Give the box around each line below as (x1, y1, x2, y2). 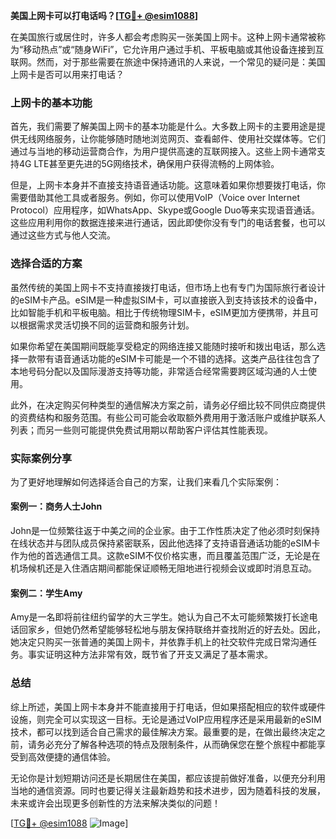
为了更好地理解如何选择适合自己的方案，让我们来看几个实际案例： (10, 475, 282, 488)
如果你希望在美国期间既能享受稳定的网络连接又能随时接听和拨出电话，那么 (10, 340, 317, 352)
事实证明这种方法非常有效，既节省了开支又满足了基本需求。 (27, 649, 273, 661)
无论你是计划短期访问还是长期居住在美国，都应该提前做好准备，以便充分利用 (10, 772, 326, 784)
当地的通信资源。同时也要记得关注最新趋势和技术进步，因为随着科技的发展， (10, 784, 326, 796)
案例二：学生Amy (10, 587, 83, 599)
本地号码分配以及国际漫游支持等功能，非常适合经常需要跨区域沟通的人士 (10, 365, 308, 377)
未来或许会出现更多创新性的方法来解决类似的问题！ (10, 797, 221, 809)
